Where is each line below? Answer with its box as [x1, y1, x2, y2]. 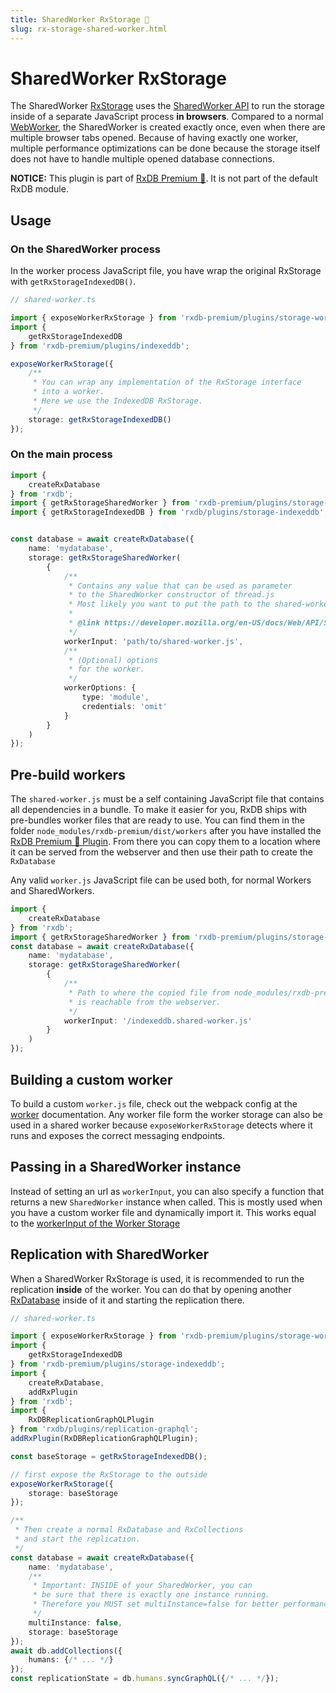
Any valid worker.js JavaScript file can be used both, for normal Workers [10, 874, 312, 886]
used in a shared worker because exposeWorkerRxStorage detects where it [10, 1119, 313, 1131]
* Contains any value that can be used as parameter [68, 581, 293, 591]
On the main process [10, 447, 113, 461]
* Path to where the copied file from [68, 987, 230, 998]
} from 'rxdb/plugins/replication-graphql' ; [10, 1424, 199, 1435]
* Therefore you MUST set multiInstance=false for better [32, 1599, 280, 1610]
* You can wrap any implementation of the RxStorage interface [32, 377, 302, 388]
